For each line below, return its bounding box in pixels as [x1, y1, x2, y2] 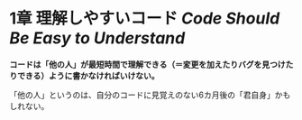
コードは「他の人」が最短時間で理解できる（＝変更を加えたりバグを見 [9, 59, 270, 69]
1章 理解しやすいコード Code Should [9, 8, 280, 29]
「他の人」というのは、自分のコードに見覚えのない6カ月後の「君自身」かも [9, 89, 291, 100]
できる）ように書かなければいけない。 [16, 69, 160, 81]
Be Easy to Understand [9, 28, 186, 49]
